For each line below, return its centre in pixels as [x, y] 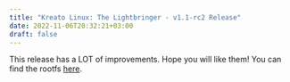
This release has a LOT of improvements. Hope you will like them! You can [145, 60]
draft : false [33, 34]
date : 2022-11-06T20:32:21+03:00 [71, 26]
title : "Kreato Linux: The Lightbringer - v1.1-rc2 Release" [125, 17]
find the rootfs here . [46, 69]
